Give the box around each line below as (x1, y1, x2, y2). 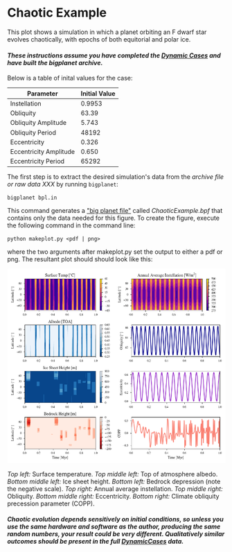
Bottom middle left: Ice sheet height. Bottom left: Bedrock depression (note (7, 477, 221, 485)
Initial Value (80, 89, 116, 98)
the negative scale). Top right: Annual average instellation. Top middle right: (7, 484, 223, 493)
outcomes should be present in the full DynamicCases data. (7, 537, 184, 546)
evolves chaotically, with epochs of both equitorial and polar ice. (7, 35, 191, 43)
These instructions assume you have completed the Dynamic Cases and (7, 51, 222, 60)
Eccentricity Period (10, 157, 64, 166)
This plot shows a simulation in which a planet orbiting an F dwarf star (7, 28, 207, 36)
